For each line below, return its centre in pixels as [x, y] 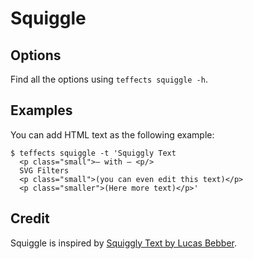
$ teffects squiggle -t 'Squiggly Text [93, 153]
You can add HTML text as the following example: [112, 134]
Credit [30, 218]
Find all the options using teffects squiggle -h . [109, 79]
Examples [41, 110]
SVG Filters [44, 170]
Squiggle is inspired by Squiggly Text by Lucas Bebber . [124, 243]
